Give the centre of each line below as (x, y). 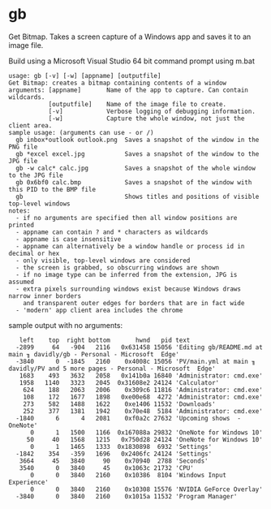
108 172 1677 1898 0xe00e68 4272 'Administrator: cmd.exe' (143, 397)
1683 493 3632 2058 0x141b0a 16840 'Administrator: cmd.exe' (141, 375)
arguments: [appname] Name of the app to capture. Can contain (129, 90)
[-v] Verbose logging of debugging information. (152, 111)
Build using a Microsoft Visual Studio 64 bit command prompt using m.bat (132, 61)
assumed (22, 282)
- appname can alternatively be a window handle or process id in (130, 246)
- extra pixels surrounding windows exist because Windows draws (129, 289)
